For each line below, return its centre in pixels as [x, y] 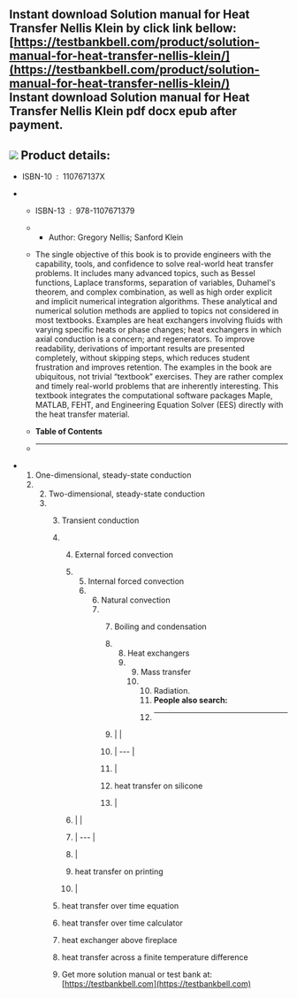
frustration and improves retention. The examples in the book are [153, 367]
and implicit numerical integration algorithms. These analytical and [156, 302]
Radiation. [172, 691]
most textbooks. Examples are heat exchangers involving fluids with [159, 320]
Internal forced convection [136, 581]
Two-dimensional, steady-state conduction [126, 494]
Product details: [65, 155]
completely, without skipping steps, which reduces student [142, 358]
